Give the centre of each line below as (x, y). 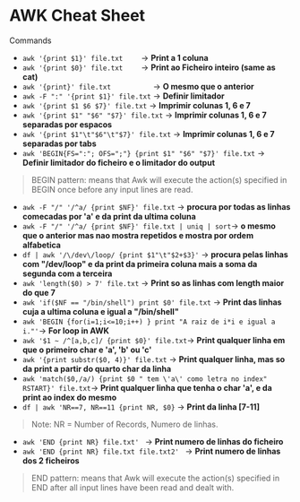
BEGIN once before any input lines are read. (112, 189)
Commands (30, 40)
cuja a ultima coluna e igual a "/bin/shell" (100, 311)
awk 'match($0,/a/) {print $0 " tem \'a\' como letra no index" (145, 379)
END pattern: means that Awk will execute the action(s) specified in (155, 478)
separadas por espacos (67, 124)
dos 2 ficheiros (51, 460)
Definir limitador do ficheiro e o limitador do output (119, 162)
